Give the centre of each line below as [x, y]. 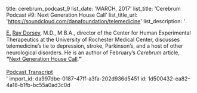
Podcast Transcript [30, 72]
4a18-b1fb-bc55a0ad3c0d [38, 85]
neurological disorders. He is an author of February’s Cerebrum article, [93, 52]
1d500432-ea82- [169, 78]
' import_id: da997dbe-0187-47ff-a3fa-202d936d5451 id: [77, 78]
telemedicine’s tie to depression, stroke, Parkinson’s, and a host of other [95, 46]
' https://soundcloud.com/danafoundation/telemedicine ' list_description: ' [96, 21]
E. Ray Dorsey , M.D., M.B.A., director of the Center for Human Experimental [98, 33]
